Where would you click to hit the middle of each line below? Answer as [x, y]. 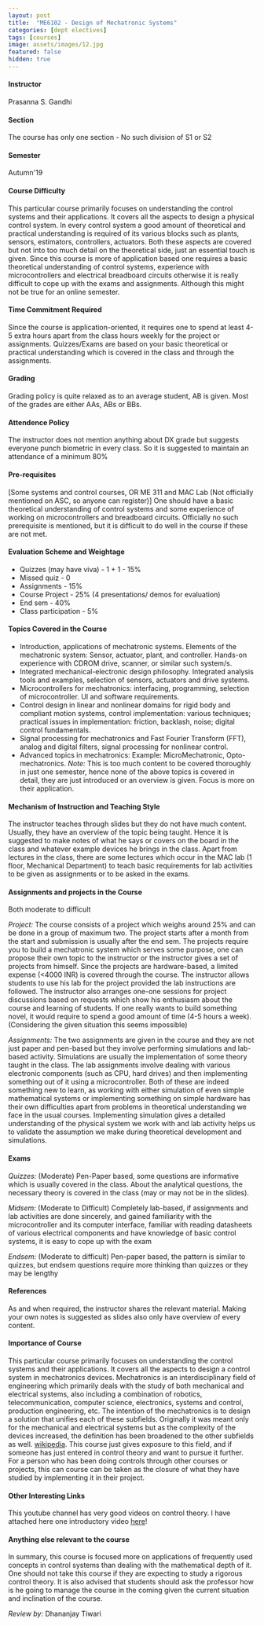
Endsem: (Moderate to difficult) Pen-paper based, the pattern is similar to [127, 1256]
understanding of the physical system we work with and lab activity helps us [132, 1124]
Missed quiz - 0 [45, 578]
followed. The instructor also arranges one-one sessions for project [117, 992]
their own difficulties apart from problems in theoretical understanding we [128, 1107]
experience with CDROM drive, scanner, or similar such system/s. [126, 663]
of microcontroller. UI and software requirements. [99, 696]
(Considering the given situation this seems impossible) [98, 1025]
